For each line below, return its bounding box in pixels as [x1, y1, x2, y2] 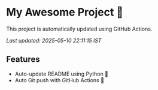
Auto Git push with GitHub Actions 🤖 [14, 76, 105, 83]
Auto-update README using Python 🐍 [14, 70, 109, 77]
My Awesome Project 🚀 [6, 5, 124, 19]
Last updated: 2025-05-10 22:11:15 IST [6, 37, 102, 44]
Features [6, 54, 40, 65]
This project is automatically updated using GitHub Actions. [6, 25, 153, 32]
